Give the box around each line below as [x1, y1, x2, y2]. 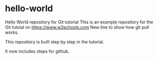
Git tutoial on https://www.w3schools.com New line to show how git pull [5, 24, 149, 30]
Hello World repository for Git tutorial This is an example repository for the [5, 19, 154, 25]
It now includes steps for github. [5, 48, 70, 54]
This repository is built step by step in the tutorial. [5, 39, 105, 44]
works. [5, 29, 19, 35]
